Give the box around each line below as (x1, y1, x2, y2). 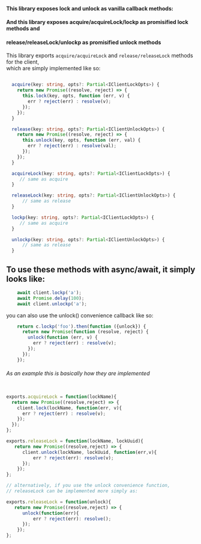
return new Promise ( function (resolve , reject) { (22, 329, 149, 335)
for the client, (6, 58, 40, 66)
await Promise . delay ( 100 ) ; (17, 295, 85, 301)
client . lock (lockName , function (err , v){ (17, 405, 122, 411)
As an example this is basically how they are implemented (6, 370, 150, 377)
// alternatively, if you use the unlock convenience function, (6, 483, 170, 489)
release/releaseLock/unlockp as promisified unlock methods (6, 38, 161, 46)
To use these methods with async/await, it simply (6, 264, 196, 275)
